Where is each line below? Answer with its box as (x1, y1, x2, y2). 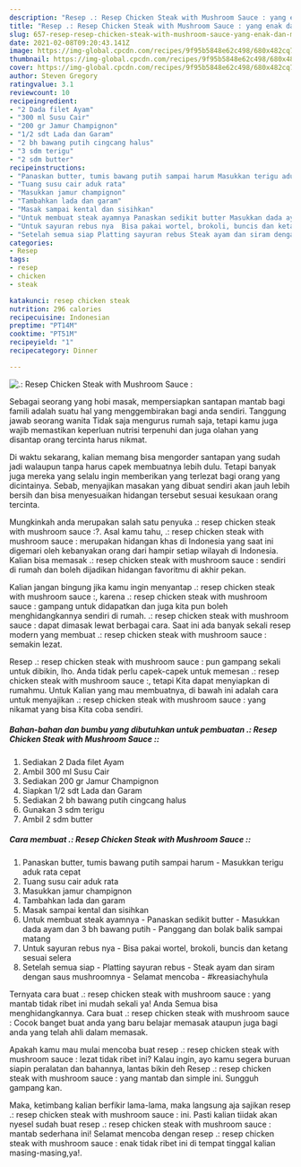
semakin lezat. (9, 639, 63, 649)
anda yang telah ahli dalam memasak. (9, 1026, 149, 1037)
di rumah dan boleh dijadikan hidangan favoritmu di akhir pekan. (9, 564, 246, 575)
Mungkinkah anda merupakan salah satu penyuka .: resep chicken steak (9, 517, 276, 527)
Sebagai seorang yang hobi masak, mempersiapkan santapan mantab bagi (9, 396, 285, 406)
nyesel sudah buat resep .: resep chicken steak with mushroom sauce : (9, 1119, 271, 1129)
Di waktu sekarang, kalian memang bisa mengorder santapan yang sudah (9, 451, 280, 462)
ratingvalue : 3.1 (9, 80, 74, 89)
